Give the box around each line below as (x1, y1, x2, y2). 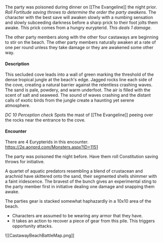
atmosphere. (5, 103, 31, 108)
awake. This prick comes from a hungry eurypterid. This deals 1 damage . (5, 25, 152, 31)
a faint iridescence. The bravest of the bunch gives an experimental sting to (5, 178, 157, 184)
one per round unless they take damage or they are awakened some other (5, 45, 154, 50)
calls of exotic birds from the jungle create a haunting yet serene (5, 97, 135, 104)
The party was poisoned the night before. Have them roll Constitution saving (5, 154, 158, 159)
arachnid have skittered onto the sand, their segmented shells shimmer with (5, 174, 157, 179)
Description (5, 61, 30, 67)
